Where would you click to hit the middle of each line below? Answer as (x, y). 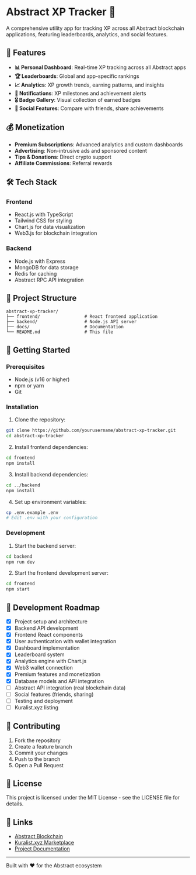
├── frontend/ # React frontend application (82, 317)
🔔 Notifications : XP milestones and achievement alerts (80, 93)
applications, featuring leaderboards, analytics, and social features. (87, 34)
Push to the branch (37, 759)
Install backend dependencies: (51, 474)
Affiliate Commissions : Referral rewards (63, 163)
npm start (18, 589)
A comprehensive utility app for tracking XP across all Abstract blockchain (95, 28)
